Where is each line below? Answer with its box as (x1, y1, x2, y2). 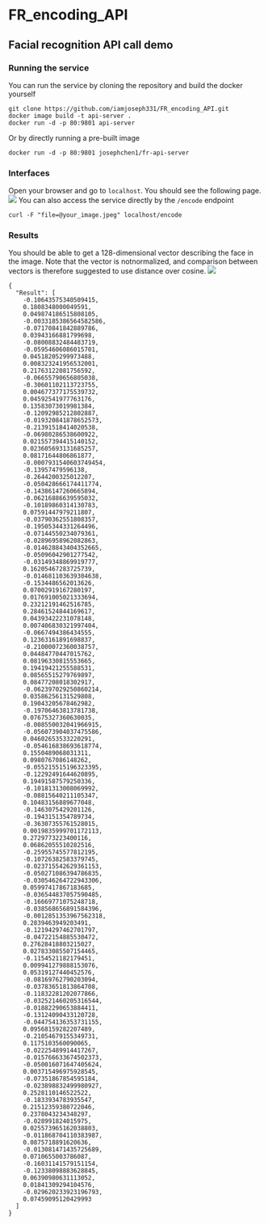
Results (8, 230, 39, 241)
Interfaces (8, 167, 50, 179)
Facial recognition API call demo (8, 38, 174, 52)
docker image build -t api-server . (8, 112, 132, 120)
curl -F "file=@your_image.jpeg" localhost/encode (8, 211, 182, 219)
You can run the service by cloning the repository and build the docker (8, 80, 244, 90)
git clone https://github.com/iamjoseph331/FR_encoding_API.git (8, 104, 229, 112)
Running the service (8, 62, 90, 74)
